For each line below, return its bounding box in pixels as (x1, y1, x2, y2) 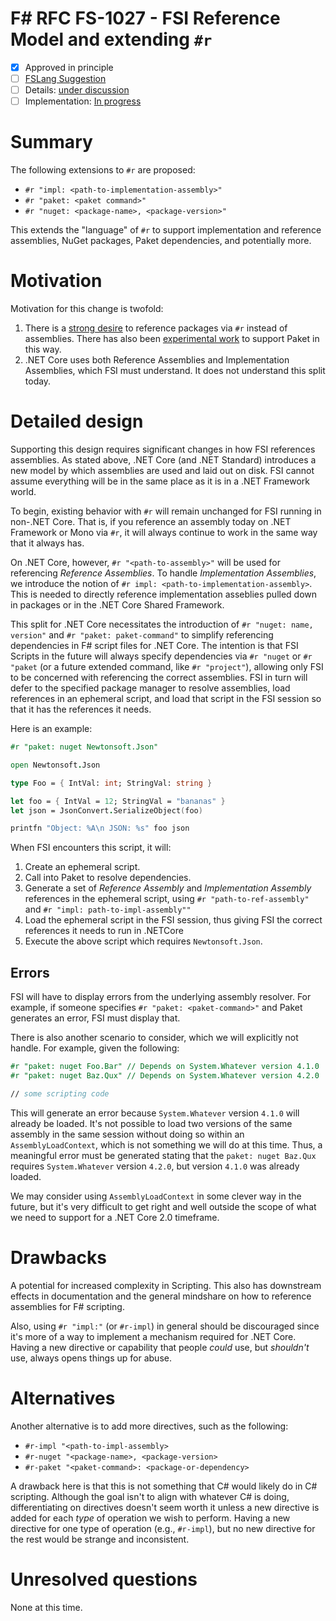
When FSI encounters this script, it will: (10, 842, 172, 854)
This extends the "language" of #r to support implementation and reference (10, 224, 322, 236)
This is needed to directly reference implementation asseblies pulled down (10, 588, 318, 600)
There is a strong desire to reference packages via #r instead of (24, 322, 288, 334)
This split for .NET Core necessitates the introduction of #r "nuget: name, (10, 618, 314, 630)
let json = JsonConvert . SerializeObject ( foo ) (10, 805, 203, 816)
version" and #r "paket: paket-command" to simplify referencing (10, 629, 274, 641)
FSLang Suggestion (24, 73, 107, 84)
